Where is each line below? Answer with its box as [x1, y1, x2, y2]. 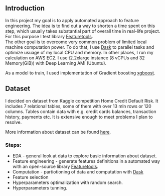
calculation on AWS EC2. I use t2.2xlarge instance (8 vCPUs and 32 [5, 55, 145, 61]
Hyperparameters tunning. [12, 184, 68, 190]
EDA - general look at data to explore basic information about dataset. [12, 153, 157, 159]
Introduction [5, 4, 45, 13]
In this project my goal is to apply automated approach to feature [5, 17, 139, 23]
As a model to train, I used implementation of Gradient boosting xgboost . [5, 70, 155, 76]
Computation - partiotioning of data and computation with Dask [12, 168, 144, 175]
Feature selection [12, 174, 49, 180]
